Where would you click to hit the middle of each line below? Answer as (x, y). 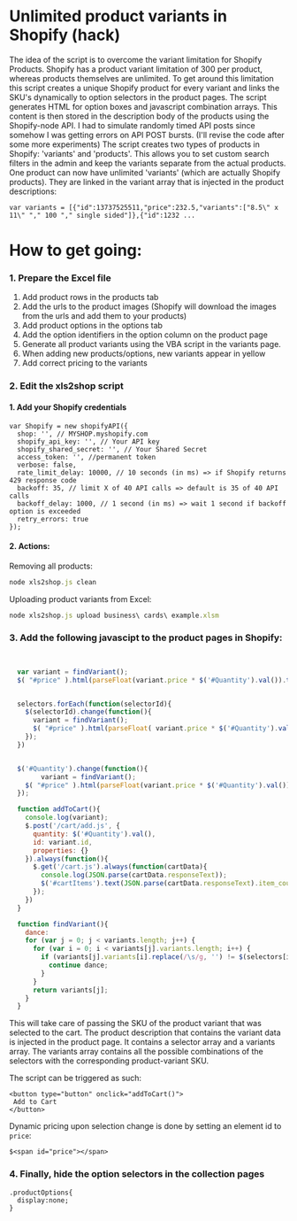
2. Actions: (30, 546)
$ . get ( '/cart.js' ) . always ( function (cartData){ (120, 867)
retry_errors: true (53, 519)
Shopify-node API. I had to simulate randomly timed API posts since (132, 125)
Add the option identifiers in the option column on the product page (145, 335)
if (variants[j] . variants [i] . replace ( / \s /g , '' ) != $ (142, 957)
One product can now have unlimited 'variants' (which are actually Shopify (145, 172)
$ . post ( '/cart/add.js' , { (73, 826)
